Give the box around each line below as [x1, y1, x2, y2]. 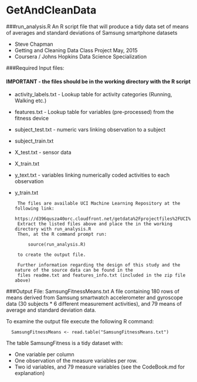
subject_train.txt [14, 137, 54, 144]
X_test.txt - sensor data [14, 149, 72, 156]
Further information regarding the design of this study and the [17, 262, 181, 268]
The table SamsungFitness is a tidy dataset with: [6, 340, 123, 347]
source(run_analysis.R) [28, 242, 86, 248]
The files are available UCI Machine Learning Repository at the [17, 201, 181, 207]
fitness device [14, 115, 49, 122]
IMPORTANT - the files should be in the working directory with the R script [6, 77, 191, 85]
